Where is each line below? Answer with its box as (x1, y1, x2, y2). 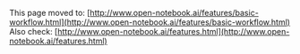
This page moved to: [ (9, 8, 90, 18)
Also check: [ (9, 27, 58, 36)
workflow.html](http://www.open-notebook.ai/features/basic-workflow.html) (9, 17, 291, 27)
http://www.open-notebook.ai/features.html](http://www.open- (56, 27, 290, 36)
